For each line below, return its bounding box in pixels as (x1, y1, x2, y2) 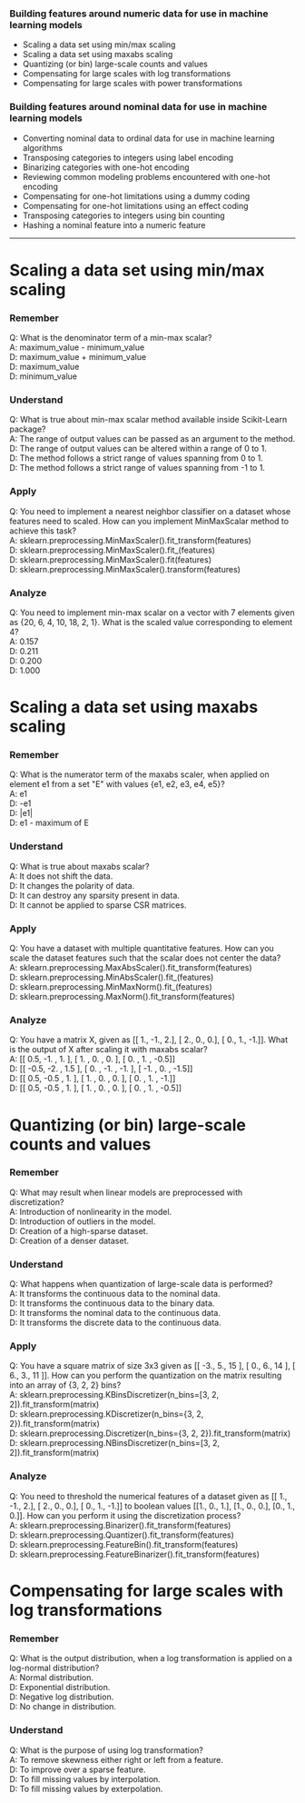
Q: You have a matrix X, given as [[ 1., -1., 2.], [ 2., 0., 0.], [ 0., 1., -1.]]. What (9, 1034, 289, 1045)
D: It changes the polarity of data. (9, 880, 135, 891)
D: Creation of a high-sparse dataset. (9, 1225, 149, 1236)
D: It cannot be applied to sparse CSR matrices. (9, 899, 187, 911)
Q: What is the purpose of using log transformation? (9, 1744, 204, 1756)
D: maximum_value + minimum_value (9, 352, 147, 363)
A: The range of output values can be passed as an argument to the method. (9, 433, 296, 444)
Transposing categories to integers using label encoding (22, 152, 234, 163)
